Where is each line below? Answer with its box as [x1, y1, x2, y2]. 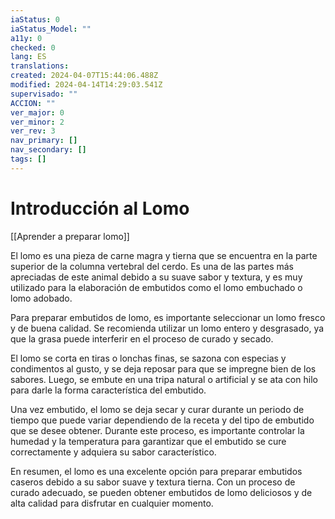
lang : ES [10, 52, 47, 62]
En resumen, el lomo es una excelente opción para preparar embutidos [10, 465, 303, 477]
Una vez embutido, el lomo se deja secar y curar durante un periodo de [10, 403, 305, 415]
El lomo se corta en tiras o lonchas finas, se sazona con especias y [10, 352, 287, 364]
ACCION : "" [10, 98, 56, 108]
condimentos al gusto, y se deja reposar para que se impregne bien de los [10, 362, 317, 375]
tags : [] [10, 154, 47, 164]
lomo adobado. [10, 292, 73, 304]
